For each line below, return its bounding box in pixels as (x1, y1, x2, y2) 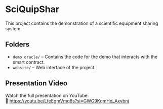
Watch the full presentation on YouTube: (5, 92, 89, 98)
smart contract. (12, 59, 45, 65)
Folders (5, 40, 30, 49)
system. (5, 25, 22, 31)
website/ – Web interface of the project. (12, 64, 96, 70)
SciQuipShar (5, 4, 60, 15)
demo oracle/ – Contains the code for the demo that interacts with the (12, 53, 158, 60)
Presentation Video (5, 79, 67, 88)
